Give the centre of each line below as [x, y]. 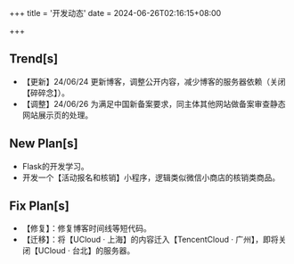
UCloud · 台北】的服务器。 [86, 251]
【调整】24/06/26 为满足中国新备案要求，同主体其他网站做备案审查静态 [154, 103]
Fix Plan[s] [39, 206]
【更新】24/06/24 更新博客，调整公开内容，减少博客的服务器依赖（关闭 [154, 81]
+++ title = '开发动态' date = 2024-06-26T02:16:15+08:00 [115, 13]
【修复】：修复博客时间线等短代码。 [86, 228]
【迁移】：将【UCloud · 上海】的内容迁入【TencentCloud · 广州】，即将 [150, 240]
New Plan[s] [44, 144]
